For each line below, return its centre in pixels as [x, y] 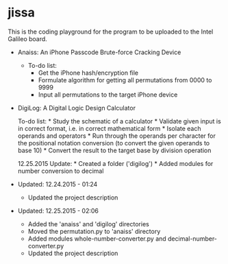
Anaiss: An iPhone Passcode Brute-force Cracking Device [99, 52]
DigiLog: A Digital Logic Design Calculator [77, 108]
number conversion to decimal [61, 171]
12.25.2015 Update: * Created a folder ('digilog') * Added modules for [115, 163]
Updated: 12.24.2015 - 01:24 [58, 184]
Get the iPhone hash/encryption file [88, 73]
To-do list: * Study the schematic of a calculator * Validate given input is [119, 121]
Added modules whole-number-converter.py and [97, 239]
